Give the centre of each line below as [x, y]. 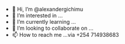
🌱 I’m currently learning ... [44, 22]
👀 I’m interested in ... [37, 15]
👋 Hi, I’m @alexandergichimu [47, 9]
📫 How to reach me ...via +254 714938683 [65, 35]
